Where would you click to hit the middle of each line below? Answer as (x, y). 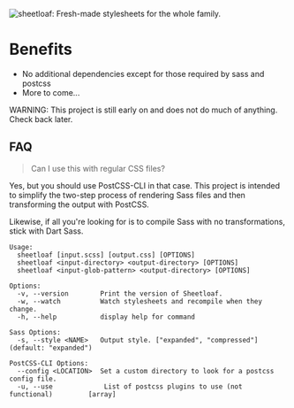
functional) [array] (63, 394)
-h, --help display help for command (106, 317)
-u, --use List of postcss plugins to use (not (130, 386)
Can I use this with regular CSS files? (98, 168)
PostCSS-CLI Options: (49, 363)
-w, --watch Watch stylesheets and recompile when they (140, 301)
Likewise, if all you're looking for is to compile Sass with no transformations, (147, 221)
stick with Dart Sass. (46, 231)
